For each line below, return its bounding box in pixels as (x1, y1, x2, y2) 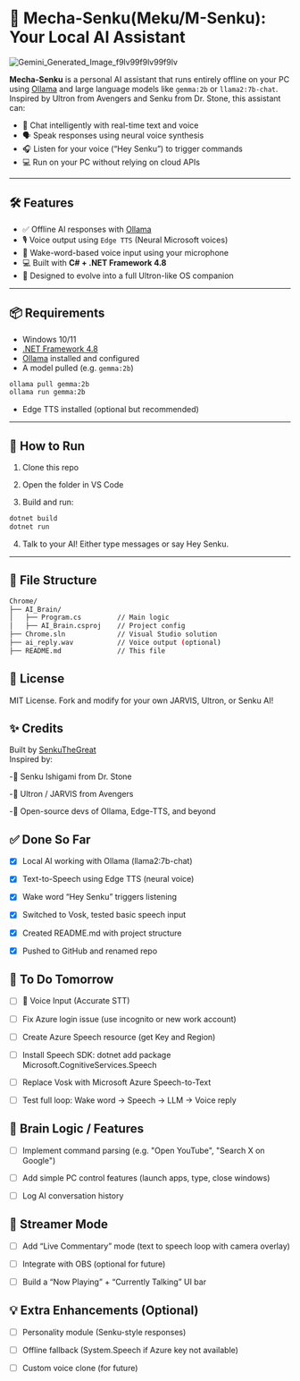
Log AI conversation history (21, 1190, 124, 1201)
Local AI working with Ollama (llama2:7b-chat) (21, 856, 193, 867)
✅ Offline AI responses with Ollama (21, 224, 152, 234)
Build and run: (21, 496, 74, 508)
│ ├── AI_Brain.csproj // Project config (9, 622, 186, 631)
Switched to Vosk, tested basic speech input (21, 910, 187, 920)
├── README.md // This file (9, 646, 166, 656)
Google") (21, 1155, 56, 1165)
